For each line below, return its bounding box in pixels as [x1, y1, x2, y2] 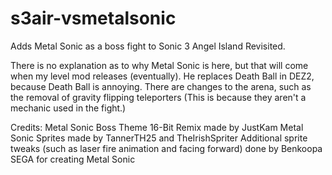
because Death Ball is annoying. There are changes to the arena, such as [10, 80, 312, 92]
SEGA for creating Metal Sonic [10, 153, 136, 165]
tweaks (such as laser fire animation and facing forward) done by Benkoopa [10, 142, 323, 154]
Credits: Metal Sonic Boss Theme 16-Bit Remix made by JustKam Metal [10, 121, 304, 133]
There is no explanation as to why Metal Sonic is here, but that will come [10, 59, 309, 71]
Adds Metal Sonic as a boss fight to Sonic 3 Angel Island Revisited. [10, 40, 286, 52]
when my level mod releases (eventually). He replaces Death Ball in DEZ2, [10, 70, 315, 82]
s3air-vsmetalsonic [10, 7, 177, 30]
